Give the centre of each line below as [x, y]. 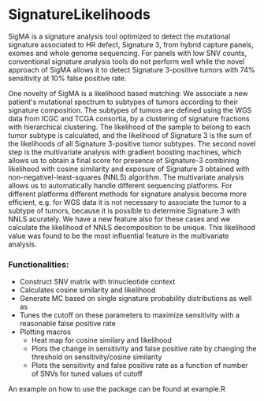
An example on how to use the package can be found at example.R [117, 389]
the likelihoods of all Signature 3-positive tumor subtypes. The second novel [132, 143]
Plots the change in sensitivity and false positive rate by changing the [144, 349]
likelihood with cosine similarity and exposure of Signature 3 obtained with [129, 169]
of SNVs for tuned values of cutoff [87, 374]
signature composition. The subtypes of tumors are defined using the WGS [130, 110]
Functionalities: [39, 264]
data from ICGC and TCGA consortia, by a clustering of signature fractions [129, 118]
